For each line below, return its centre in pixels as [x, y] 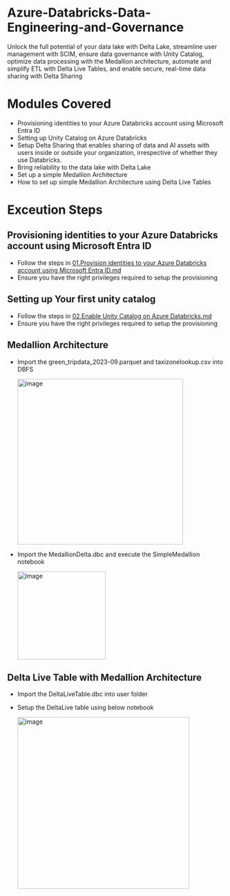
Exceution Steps [55, 210]
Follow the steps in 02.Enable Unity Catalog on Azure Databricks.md [114, 316]
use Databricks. [39, 160]
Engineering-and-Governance [96, 27]
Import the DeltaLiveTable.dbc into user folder [83, 694]
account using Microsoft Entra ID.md [69, 270]
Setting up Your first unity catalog [82, 299]
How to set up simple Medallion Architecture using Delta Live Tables [114, 182]
